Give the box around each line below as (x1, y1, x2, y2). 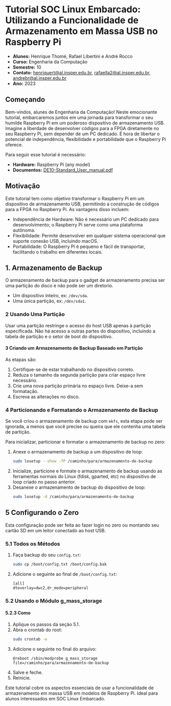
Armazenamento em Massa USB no (5, 26, 158, 37)
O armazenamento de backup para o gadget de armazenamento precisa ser (5, 277, 165, 283)
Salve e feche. (12, 669, 43, 675)
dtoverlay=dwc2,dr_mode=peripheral (12, 585, 89, 590)
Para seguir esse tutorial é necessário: (5, 151, 86, 157)
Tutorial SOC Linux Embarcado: (5, 4, 141, 15)
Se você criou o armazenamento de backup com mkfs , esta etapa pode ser (5, 418, 163, 424)
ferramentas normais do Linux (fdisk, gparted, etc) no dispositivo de (12, 473, 156, 480)
